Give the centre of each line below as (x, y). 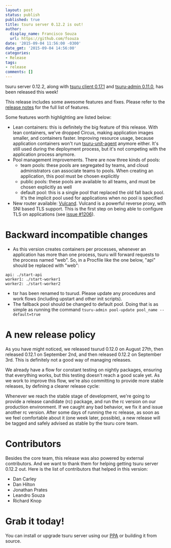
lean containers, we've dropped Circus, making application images (83, 133)
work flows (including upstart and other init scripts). (67, 299)
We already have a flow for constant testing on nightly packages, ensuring (84, 370)
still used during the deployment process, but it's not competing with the (89, 149)
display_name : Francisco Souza (43, 34)
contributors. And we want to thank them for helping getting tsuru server (82, 463)
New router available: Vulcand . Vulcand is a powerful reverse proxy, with (89, 203)
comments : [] (19, 72)
